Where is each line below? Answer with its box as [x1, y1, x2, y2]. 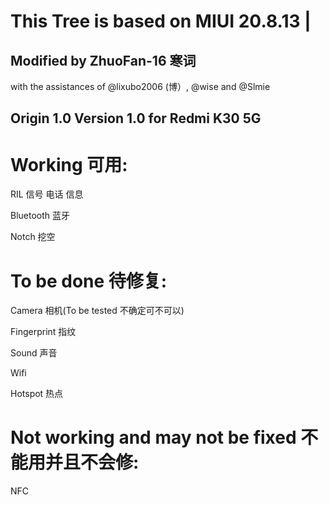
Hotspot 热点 [10, 388, 64, 400]
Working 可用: [10, 153, 128, 176]
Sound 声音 [10, 347, 58, 359]
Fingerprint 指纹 [10, 326, 77, 338]
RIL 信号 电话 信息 [10, 188, 84, 200]
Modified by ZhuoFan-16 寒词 [10, 52, 197, 69]
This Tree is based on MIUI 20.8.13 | [10, 10, 312, 33]
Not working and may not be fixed [10, 426, 297, 449]
